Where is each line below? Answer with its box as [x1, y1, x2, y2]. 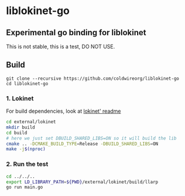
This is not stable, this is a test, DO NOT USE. [6, 43, 115, 50]
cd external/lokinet [6, 119, 57, 125]
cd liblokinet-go [6, 80, 49, 86]
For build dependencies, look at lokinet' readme [6, 107, 121, 115]
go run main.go [6, 184, 43, 190]
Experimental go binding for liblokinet [6, 28, 146, 38]
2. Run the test [6, 160, 49, 168]
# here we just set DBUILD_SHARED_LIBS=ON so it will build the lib [6, 135, 177, 141]
